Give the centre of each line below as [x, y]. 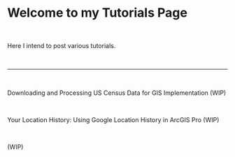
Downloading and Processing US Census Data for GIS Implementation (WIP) [117, 93]
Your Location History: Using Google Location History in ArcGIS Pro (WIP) [113, 119]
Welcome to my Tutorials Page [97, 13]
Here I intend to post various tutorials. [62, 45]
